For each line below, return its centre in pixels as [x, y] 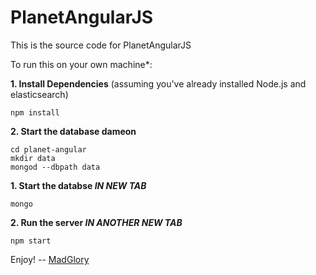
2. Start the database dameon [73, 131]
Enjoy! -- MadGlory [50, 259]
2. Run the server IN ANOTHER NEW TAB [96, 222]
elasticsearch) [39, 94]
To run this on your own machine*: [81, 64]
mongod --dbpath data [55, 167]
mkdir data [33, 158]
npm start [31, 241]
